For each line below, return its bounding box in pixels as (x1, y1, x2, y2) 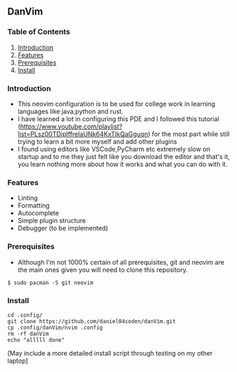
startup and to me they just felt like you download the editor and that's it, (17, 152, 231, 160)
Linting (17, 194, 38, 202)
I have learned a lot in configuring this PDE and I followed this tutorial (17, 114, 220, 123)
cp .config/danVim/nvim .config (7, 324, 103, 331)
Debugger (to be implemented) (17, 224, 109, 233)
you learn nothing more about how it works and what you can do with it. (17, 160, 228, 168)
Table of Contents (7, 27, 71, 37)
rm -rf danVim (7, 330, 50, 337)
